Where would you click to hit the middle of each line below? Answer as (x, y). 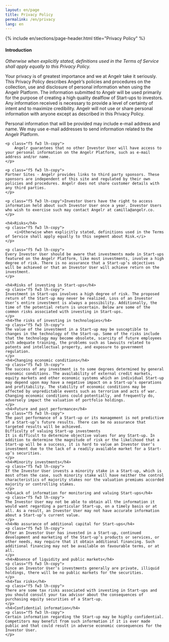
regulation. (18, 352)
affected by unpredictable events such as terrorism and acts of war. (81, 392)
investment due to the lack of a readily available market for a (75, 449)
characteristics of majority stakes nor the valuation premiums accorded (85, 480)
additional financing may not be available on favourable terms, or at (82, 546)
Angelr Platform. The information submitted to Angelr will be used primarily (83, 93)
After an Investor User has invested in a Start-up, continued (73, 533)
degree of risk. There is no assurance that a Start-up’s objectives (80, 263)
